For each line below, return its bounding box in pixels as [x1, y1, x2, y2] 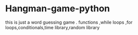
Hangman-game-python [5, 3, 110, 14]
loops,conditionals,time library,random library [5, 24, 100, 30]
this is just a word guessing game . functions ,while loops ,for [5, 19, 133, 25]
